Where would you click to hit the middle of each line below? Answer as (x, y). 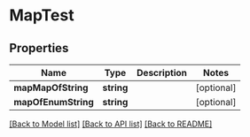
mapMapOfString (51, 88)
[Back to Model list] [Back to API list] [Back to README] (111, 124)
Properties (39, 48)
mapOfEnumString (54, 102)
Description (162, 73)
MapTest (42, 15)
